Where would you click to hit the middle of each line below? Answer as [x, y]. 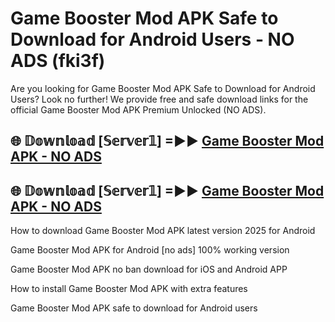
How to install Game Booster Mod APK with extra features [129, 289]
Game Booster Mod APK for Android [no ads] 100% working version [150, 250]
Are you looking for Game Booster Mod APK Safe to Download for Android [163, 88]
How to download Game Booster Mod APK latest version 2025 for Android [163, 231]
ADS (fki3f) [58, 61]
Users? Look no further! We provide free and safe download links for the [159, 99]
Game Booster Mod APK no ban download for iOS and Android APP [149, 269]
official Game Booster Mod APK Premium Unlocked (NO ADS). [138, 109]
